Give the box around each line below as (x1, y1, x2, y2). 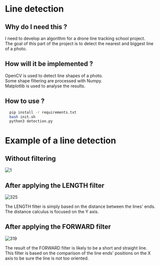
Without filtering (5, 154, 56, 163)
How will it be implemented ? (5, 60, 93, 68)
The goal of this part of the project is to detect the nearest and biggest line (5, 41, 154, 47)
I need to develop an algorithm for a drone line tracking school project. (5, 35, 145, 41)
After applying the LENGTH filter (5, 181, 105, 189)
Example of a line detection (5, 135, 116, 146)
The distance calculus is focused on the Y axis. (5, 209, 99, 215)
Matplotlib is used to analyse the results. (5, 83, 86, 89)
